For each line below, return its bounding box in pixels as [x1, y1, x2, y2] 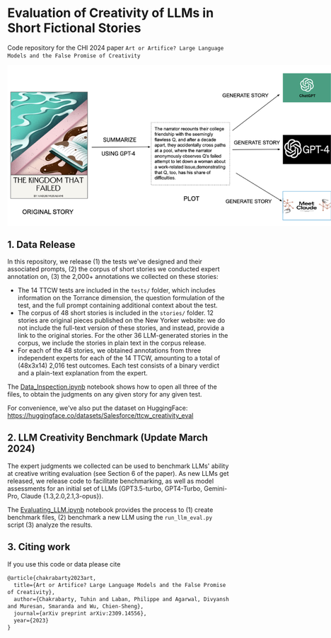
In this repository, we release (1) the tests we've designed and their [7, 257, 203, 266]
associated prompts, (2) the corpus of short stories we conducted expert [7, 265, 221, 273]
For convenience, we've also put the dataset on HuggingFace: [7, 404, 188, 412]
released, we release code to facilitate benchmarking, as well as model [7, 477, 214, 485]
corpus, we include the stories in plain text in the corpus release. [17, 338, 207, 348]
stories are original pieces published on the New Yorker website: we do [17, 317, 226, 325]
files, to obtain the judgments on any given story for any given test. [7, 390, 203, 399]
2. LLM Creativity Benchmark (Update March [7, 432, 209, 444]
